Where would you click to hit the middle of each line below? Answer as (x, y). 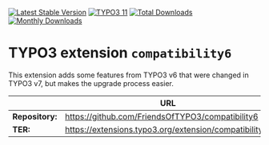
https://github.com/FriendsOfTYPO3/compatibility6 (162, 116)
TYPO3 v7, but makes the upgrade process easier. (91, 83)
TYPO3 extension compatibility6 (120, 53)
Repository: (35, 116)
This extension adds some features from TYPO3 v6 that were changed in (129, 75)
